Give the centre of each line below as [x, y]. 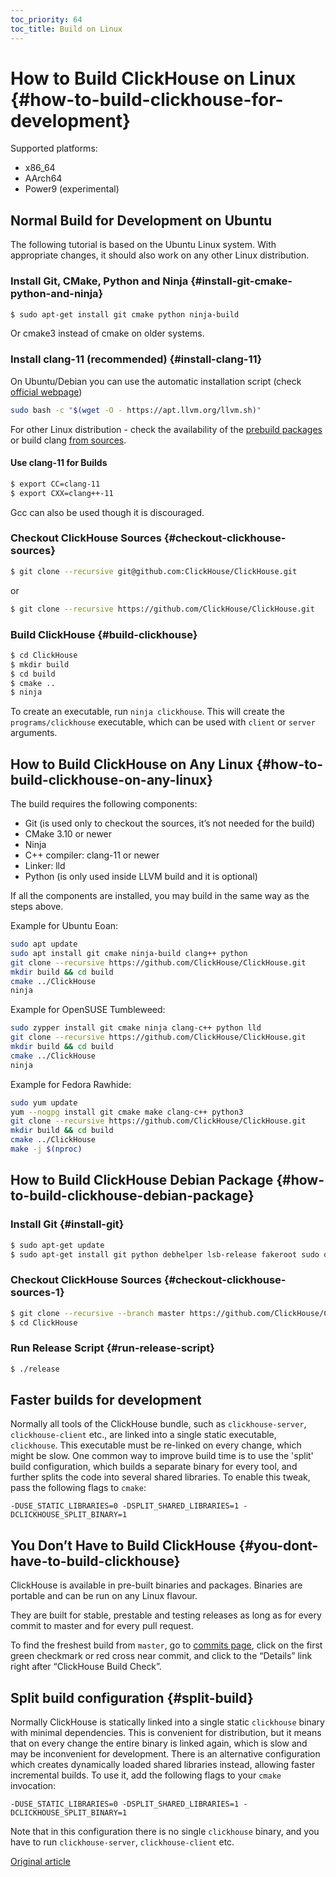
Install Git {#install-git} [67, 1224]
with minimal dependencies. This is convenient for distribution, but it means [166, 1733]
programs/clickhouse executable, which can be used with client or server [163, 722]
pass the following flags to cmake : [78, 1488]
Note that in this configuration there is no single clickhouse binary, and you [165, 1832]
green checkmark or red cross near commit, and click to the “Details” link [161, 1656]
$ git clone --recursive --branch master [98, 1313]
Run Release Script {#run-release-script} [112, 1348]
